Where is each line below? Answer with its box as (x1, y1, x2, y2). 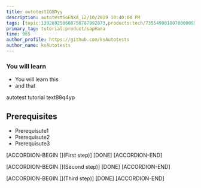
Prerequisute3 (14, 139, 50, 147)
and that (14, 82, 36, 89)
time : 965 (6, 31, 31, 37)
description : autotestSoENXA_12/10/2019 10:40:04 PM (6, 14, 141, 20)
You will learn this (14, 76, 59, 83)
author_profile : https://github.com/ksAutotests (6, 37, 130, 43)
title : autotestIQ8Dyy (6, 8, 63, 15)
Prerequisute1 (14, 127, 49, 134)
